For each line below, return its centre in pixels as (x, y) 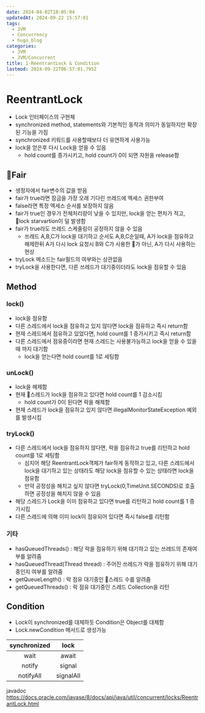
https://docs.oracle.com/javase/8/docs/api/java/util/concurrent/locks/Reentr (103, 697)
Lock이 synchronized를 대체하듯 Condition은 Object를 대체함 (90, 622)
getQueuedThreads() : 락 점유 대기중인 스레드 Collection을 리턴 (92, 587)
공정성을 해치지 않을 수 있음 (68, 494)
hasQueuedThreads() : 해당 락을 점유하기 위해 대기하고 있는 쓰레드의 (98, 548)
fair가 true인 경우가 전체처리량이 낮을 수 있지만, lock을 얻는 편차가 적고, (100, 213)
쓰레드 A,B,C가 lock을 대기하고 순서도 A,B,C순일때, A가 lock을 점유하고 (109, 236)
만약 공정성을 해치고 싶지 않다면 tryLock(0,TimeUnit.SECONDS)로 (104, 486)
